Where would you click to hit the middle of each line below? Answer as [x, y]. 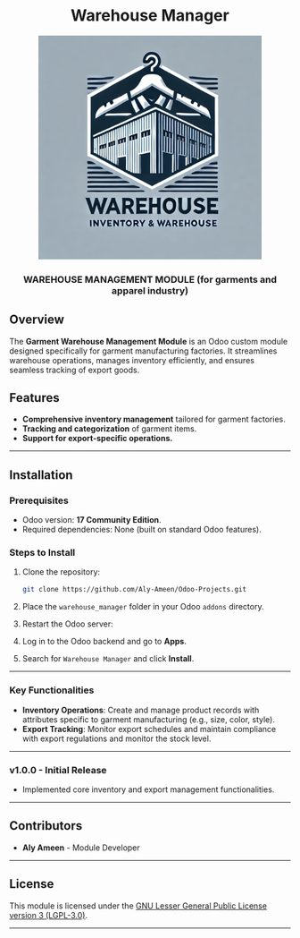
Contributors [46, 826]
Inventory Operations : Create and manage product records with [141, 710]
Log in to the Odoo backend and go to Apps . [104, 642]
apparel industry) [150, 290]
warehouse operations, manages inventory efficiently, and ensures [132, 360]
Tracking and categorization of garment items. [109, 429]
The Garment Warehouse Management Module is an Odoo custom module [149, 341]
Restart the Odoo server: [67, 624]
